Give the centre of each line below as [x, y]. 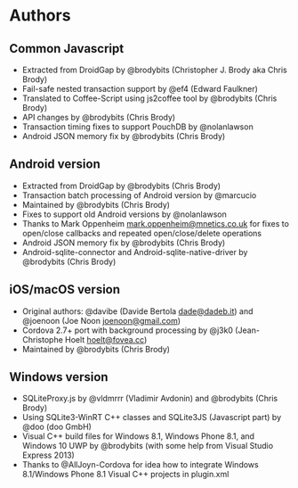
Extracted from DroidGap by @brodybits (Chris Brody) [121, 186]
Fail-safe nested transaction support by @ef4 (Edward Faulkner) [140, 89]
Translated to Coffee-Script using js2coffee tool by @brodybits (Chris [149, 98]
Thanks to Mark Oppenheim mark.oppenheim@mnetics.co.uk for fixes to [155, 223]
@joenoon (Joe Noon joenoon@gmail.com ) [101, 320]
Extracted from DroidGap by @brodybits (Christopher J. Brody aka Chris [154, 70]
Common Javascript [67, 49]
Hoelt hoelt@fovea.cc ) [106, 339]
